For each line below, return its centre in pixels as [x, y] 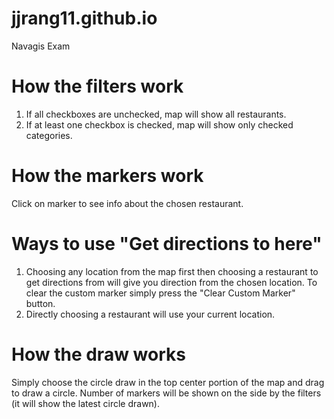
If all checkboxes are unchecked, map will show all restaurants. [156, 114]
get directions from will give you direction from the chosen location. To [171, 282]
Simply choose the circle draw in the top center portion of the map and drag [168, 382]
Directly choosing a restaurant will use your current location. [150, 314]
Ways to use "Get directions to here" [167, 244]
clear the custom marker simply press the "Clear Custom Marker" [160, 293]
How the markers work [107, 176]
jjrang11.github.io [84, 18]
